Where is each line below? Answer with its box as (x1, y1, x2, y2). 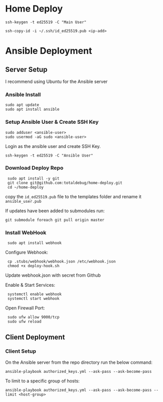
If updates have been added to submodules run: (5, 207, 105, 214)
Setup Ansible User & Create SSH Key (5, 119, 99, 126)
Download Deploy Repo (5, 165, 64, 172)
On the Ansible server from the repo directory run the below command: (5, 359, 152, 365)
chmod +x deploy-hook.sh (7, 264, 59, 269)
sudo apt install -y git (7, 176, 59, 181)
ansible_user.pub (5, 199, 42, 204)
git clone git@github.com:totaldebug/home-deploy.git (7, 180, 123, 185)
